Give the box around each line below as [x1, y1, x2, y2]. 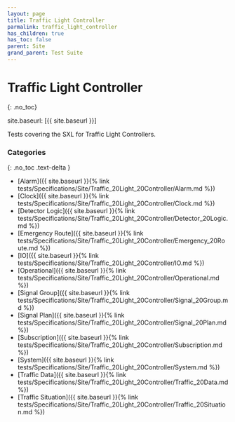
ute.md [17, 244, 39, 252]
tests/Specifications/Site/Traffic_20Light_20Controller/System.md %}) [17, 363, 220, 372]
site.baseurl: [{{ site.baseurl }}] [7, 116, 97, 125]
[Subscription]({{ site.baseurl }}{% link [17, 334, 130, 342]
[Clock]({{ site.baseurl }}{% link [17, 192, 109, 200]
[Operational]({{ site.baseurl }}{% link [17, 266, 126, 275]
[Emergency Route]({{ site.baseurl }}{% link [17, 229, 144, 238]
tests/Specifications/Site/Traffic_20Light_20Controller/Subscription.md [17, 341, 223, 349]
